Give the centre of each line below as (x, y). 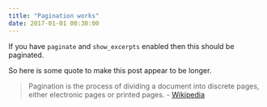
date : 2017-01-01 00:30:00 (54, 23)
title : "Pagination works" (54, 16)
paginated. (26, 55)
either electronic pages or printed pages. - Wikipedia (116, 94)
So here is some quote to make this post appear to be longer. (110, 70)
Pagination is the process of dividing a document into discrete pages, (144, 86)
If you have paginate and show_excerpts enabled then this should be (121, 46)
